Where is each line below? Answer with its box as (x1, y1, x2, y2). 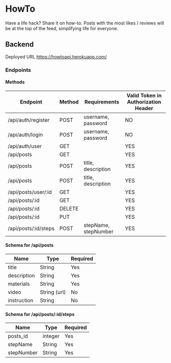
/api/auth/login (8, 131, 43, 138)
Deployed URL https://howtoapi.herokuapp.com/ (5, 54, 107, 60)
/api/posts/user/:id (8, 188, 52, 195)
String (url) (40, 289, 66, 296)
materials (8, 280, 30, 288)
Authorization (127, 98, 161, 105)
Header (134, 105, 154, 112)
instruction (8, 297, 34, 304)
